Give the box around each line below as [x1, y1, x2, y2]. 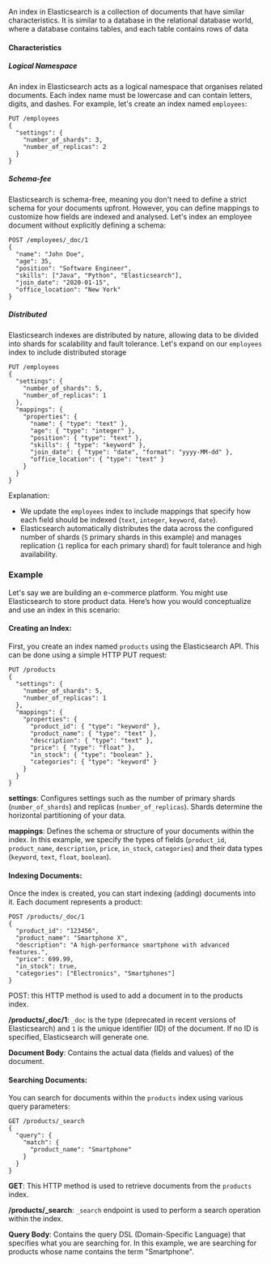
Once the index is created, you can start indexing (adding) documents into [8, 888, 256, 898]
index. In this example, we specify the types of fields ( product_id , [8, 835, 227, 845]
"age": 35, [15, 257, 53, 266]
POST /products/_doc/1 [8, 913, 85, 921]
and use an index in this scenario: [8, 605, 121, 615]
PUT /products [8, 666, 57, 674]
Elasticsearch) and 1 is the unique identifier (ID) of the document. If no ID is [8, 1024, 259, 1033]
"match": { [23, 1138, 60, 1147]
